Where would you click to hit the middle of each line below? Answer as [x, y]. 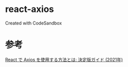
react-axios [30, 9]
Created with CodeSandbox [34, 23]
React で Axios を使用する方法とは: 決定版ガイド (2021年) [64, 59]
